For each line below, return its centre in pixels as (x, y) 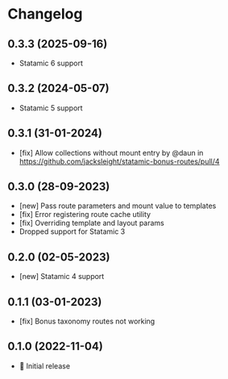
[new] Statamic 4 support (62, 277)
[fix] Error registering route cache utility (85, 214)
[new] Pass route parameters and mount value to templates (118, 206)
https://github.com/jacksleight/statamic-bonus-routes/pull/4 (119, 161)
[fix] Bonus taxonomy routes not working (87, 321)
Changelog (45, 14)
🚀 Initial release (44, 366)
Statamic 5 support (51, 108)
